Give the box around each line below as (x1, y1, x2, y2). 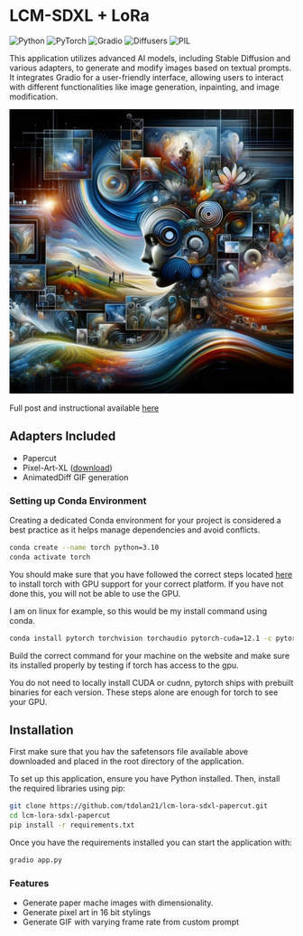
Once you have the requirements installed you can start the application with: (9, 837, 293, 848)
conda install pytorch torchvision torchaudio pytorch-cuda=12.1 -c (9, 634, 272, 643)
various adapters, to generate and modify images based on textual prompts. (9, 62, 292, 73)
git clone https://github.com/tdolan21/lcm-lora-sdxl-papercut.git (9, 802, 269, 811)
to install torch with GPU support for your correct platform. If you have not (9, 579, 284, 589)
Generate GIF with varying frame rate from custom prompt (22, 917, 240, 928)
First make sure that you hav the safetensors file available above (9, 746, 249, 757)
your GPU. (9, 696, 48, 707)
